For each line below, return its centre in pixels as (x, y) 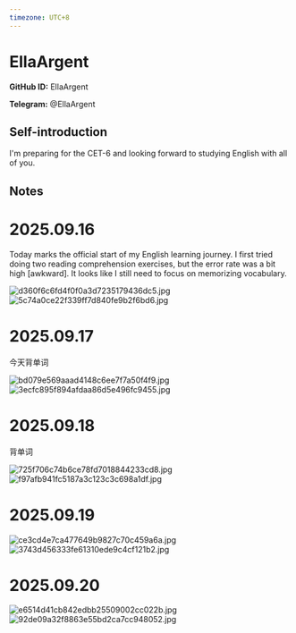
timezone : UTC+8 (39, 17)
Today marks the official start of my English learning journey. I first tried (141, 254)
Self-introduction (59, 132)
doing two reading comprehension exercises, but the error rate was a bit (142, 264)
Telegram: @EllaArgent (52, 104)
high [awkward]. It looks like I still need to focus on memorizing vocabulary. (148, 273)
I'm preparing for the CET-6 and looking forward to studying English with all (148, 154)
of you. (22, 163)
